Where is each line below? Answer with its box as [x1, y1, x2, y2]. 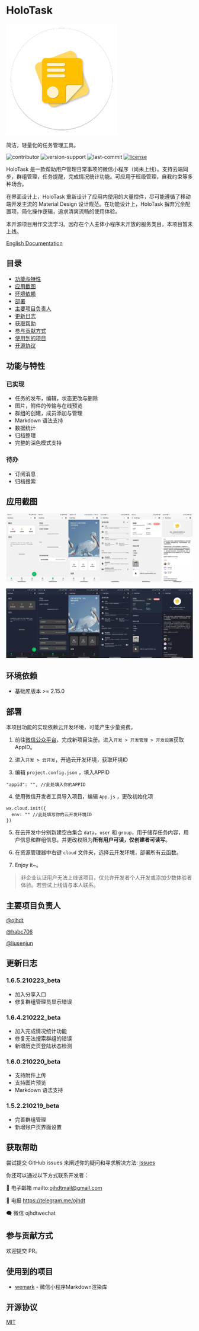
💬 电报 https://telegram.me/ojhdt [6, 1197, 86, 1204]
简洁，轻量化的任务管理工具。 [6, 141, 79, 148]
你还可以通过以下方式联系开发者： [6, 1172, 89, 1179]
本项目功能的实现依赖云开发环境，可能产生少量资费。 [6, 724, 136, 731]
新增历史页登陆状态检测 [14, 1042, 72, 1050]
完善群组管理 [14, 1116, 46, 1123]
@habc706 [6, 928, 33, 935]
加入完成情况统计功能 [14, 1027, 67, 1035]
